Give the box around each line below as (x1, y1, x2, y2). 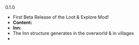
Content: (12, 20, 32, 25)
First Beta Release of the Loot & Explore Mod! (12, 14, 109, 20)
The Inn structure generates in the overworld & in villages (12, 30, 134, 36)
